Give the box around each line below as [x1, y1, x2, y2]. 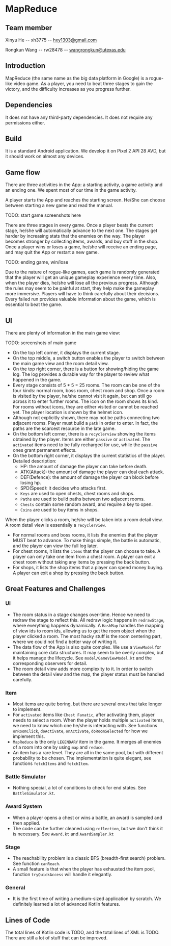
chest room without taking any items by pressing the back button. [12, 559, 151, 565]
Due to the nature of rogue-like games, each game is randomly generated [5, 269, 160, 275]
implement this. [12, 733, 45, 739]
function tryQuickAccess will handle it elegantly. [12, 871, 112, 877]
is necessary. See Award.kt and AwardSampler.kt [12, 831, 114, 837]
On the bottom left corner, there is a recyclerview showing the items [12, 431, 156, 437]
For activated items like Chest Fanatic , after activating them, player [12, 712, 155, 718]
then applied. [12, 820, 41, 826]
